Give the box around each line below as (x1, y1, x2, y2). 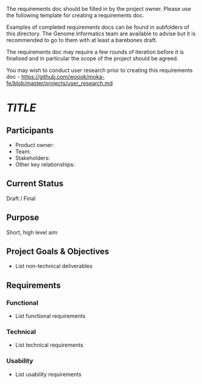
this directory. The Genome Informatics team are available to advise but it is (6, 30, 196, 37)
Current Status (6, 178, 64, 189)
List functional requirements (15, 313, 86, 320)
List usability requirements (15, 371, 82, 378)
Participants (6, 125, 54, 136)
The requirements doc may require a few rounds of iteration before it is (6, 48, 184, 56)
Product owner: (15, 142, 54, 148)
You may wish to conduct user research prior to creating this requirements (6, 67, 193, 74)
